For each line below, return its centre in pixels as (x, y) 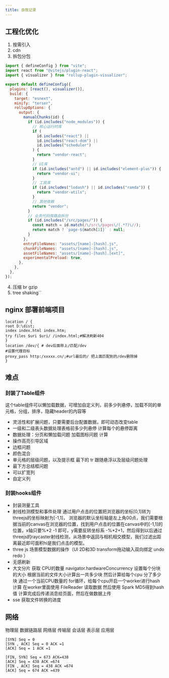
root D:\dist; (20, 326)
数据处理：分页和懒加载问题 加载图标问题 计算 (60, 435)
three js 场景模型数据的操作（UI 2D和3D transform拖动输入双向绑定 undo (88, 549)
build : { (19, 94)
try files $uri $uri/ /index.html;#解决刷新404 (55, 336)
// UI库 (40, 164)
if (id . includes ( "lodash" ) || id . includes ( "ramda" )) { (91, 188)
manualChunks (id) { (44, 117)
